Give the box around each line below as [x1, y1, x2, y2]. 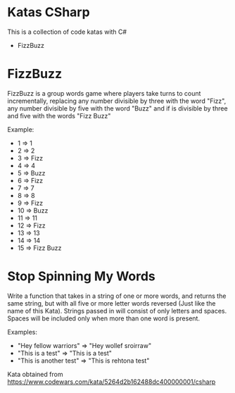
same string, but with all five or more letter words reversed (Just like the [7, 299, 216, 307]
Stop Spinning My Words [7, 268, 156, 285]
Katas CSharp [7, 4, 90, 20]
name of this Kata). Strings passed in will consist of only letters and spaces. [7, 306, 227, 315]
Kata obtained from [7, 370, 63, 378]
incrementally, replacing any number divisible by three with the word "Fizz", [7, 96, 227, 105]
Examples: [7, 327, 37, 336]
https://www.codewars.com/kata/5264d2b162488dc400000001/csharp [7, 378, 216, 386]
